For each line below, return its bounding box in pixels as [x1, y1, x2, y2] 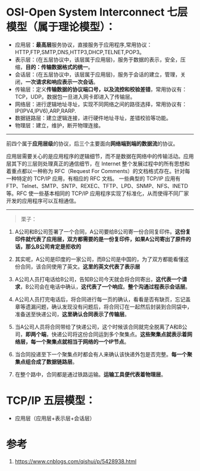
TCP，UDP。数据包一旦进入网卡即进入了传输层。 [14, 93, 136, 100]
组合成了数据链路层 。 [25, 358, 78, 365]
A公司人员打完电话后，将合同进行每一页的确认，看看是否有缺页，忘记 [14, 296, 186, 303]
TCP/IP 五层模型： [6, 394, 96, 407]
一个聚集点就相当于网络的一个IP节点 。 [35, 338, 130, 345]
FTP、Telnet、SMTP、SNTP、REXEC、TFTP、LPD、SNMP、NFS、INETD [6, 182, 189, 189]
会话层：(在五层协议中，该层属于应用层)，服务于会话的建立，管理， [14, 71, 181, 78]
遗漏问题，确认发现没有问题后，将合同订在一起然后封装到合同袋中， [25, 303, 192, 310]
